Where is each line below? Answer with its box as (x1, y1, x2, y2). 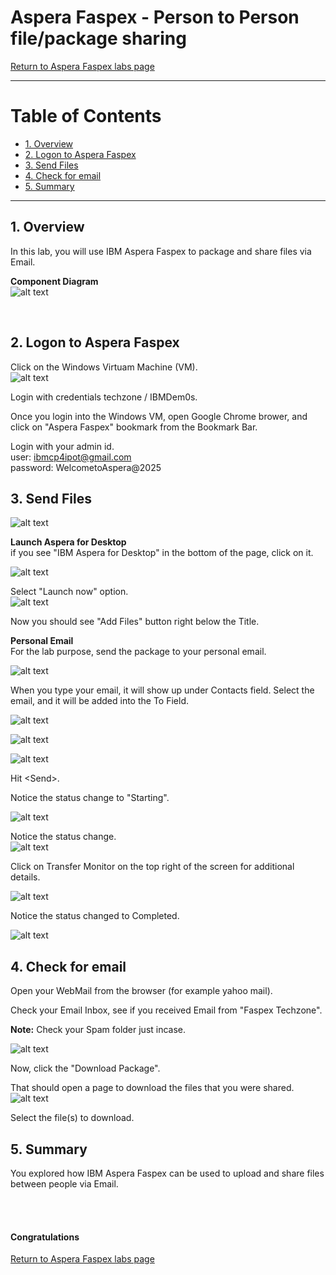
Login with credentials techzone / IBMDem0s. (10, 391, 198, 403)
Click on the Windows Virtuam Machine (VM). (10, 361, 198, 373)
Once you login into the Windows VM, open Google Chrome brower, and (10, 410, 308, 422)
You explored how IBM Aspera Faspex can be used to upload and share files (10, 1167, 325, 1179)
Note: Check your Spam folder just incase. (10, 1024, 187, 1036)
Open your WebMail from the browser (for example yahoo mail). (10, 985, 273, 997)
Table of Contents (10, 105, 162, 128)
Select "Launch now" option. (10, 586, 129, 598)
